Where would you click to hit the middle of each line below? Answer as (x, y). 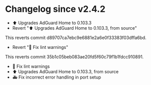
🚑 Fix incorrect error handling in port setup (57, 77)
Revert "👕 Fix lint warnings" (40, 47)
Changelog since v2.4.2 (55, 9)
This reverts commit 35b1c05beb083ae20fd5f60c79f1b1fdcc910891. (75, 57)
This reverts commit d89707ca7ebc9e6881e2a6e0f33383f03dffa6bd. (76, 38)
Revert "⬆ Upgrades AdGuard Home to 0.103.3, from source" (75, 28)
